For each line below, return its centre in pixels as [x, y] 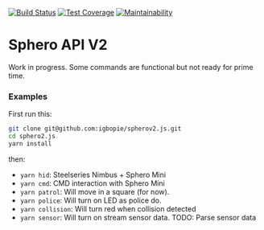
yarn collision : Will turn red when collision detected [108, 208]
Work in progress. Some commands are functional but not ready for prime [131, 67]
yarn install [30, 144]
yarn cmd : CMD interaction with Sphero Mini [92, 183]
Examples [28, 97]
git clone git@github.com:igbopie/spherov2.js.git [95, 129]
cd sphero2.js [32, 137]
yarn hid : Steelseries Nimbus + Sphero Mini [93, 175]
